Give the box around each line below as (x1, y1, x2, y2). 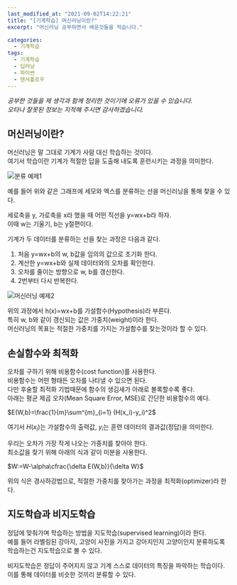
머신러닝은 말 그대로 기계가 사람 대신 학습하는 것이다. (7, 148, 153, 157)
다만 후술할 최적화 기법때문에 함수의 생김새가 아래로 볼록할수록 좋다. (7, 385, 195, 394)
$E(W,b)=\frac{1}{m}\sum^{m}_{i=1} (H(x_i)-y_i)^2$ (7, 408, 156, 417)
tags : (7, 50, 23, 57)
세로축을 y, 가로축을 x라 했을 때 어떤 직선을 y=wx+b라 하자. (7, 211, 172, 220)
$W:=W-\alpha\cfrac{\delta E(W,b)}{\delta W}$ (7, 462, 144, 470)
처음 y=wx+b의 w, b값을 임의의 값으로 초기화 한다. (17, 250, 158, 259)
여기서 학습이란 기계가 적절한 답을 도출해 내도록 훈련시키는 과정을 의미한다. (7, 157, 214, 165)
